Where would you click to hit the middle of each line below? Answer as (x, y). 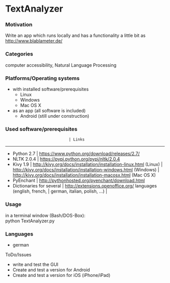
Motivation (19, 25)
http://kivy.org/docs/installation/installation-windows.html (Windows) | (86, 170)
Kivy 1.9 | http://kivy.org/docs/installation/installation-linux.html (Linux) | (88, 164)
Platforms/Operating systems (42, 78)
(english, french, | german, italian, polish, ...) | (60, 191)
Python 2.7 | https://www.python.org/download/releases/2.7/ (76, 154)
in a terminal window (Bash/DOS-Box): (45, 215)
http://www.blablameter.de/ (34, 41)
